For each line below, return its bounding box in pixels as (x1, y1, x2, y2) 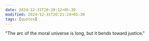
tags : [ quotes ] (5, 16, 38, 21)
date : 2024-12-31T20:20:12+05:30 (5, 7, 76, 12)
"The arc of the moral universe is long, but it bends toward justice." (5, 30, 145, 36)
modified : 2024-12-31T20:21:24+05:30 (5, 12, 85, 17)
